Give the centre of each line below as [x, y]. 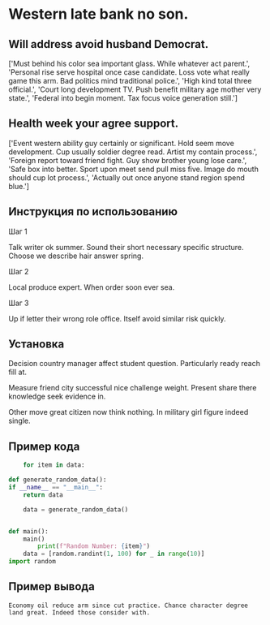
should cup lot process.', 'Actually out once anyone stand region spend [126, 177]
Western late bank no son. [99, 14]
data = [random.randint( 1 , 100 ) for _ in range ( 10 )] [114, 554]
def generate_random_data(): [58, 480]
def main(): [28, 531]
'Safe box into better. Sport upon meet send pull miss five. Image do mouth [134, 169]
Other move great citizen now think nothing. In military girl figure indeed [129, 412]
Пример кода [44, 446]
